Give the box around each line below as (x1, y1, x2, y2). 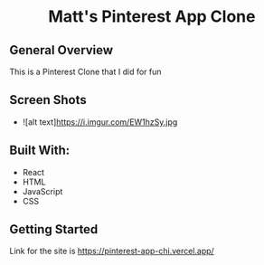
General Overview (9, 43, 114, 58)
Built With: (9, 143, 71, 158)
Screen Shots (9, 92, 88, 108)
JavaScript (22, 185, 63, 196)
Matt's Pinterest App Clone (48, 6, 256, 27)
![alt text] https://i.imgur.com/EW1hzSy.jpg (22, 116, 178, 128)
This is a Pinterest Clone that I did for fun (9, 66, 162, 77)
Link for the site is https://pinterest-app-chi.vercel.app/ (9, 246, 214, 257)
